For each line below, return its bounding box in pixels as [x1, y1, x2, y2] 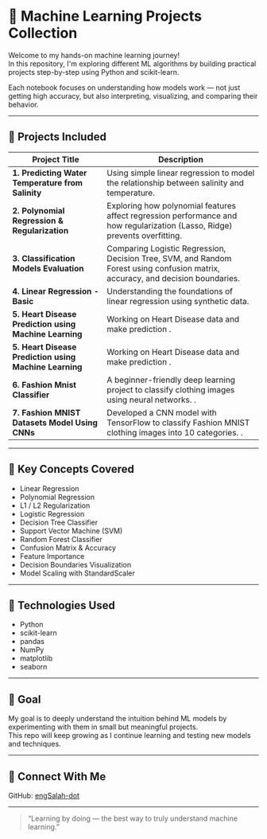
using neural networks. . [106, 394, 197, 405]
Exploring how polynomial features [106, 200, 237, 211]
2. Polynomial [12, 205, 65, 216]
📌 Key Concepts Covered [8, 462, 135, 476]
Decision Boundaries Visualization [19, 560, 132, 569]
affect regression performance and [106, 210, 238, 221]
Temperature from [12, 177, 83, 188]
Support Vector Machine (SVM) [19, 525, 123, 536]
